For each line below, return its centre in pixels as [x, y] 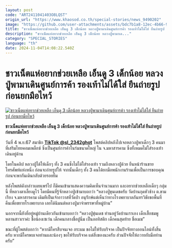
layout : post [19, 10]
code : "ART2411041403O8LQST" [36, 15]
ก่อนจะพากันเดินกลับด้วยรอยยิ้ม [31, 175]
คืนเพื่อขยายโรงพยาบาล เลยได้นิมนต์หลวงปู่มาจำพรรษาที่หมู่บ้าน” [59, 203]
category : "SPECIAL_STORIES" [36, 39]
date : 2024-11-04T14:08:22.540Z [40, 48]
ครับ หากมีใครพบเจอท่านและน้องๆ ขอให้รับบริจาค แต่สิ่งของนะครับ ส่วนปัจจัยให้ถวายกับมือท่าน [84, 235]
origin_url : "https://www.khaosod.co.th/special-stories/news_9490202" [83, 19]
